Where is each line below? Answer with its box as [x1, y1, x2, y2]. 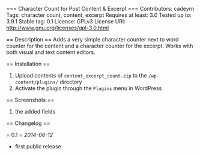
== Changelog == [6, 120, 50, 127]
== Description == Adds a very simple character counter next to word [6, 36, 179, 43]
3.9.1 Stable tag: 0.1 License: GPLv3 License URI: [6, 18, 126, 25]
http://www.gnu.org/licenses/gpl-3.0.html [6, 24, 109, 31]
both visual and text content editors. [6, 49, 95, 56]
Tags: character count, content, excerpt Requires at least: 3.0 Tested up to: [6, 11, 192, 19]
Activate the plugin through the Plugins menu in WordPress [14, 85, 162, 92]
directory [59, 78, 82, 85]
